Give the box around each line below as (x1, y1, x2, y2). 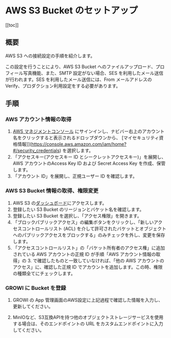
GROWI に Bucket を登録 (5, 284, 67, 291)
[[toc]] (5, 22, 19, 28)
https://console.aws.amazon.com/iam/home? (31, 141, 127, 147)
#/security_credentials (12, 147, 60, 154)
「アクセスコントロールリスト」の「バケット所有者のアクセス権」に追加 (12, 244, 165, 251)
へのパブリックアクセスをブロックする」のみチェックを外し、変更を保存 (12, 231, 165, 238)
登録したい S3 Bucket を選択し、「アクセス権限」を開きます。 (12, 213, 142, 219)
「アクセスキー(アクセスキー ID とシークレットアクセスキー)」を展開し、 (12, 154, 166, 160)
